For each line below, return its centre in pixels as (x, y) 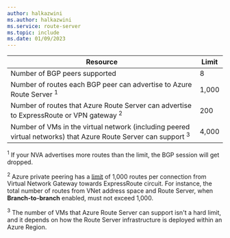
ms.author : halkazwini (39, 20)
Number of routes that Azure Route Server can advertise (101, 105)
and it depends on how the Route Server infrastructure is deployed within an (115, 220)
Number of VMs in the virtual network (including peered (100, 127)
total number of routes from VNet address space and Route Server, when (110, 191)
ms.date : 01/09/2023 (37, 39)
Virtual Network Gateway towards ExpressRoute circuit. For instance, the (110, 184)
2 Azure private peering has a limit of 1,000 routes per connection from (107, 176)
